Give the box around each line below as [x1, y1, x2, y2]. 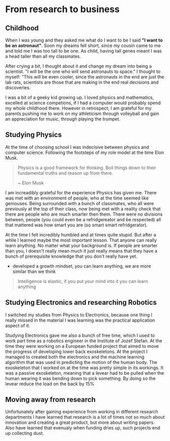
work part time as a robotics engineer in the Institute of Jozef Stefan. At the [5, 338, 162, 344]
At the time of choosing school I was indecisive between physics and [5, 144, 149, 150]
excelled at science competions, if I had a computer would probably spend [5, 100, 161, 106]
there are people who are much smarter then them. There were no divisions [5, 211, 163, 217]
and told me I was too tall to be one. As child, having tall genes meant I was [5, 48, 162, 54]
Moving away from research [5, 395, 96, 404]
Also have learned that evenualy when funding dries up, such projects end [5, 425, 160, 431]
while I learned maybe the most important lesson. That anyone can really [5, 237, 157, 243]
